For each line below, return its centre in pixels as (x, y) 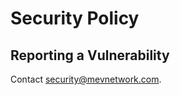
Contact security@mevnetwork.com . (86, 79)
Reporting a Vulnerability (90, 55)
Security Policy (75, 18)
